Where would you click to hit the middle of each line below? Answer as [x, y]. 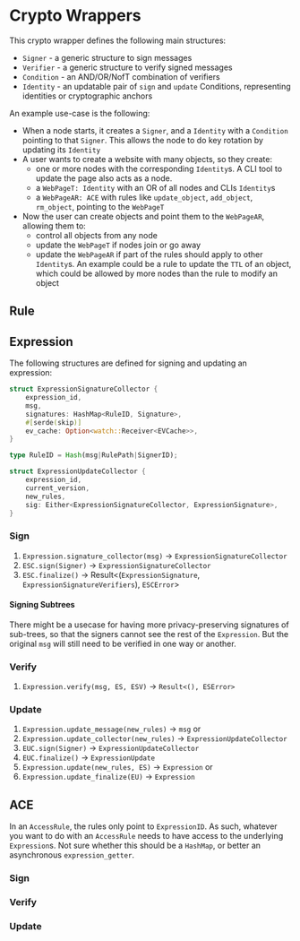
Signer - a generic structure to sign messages [107, 57]
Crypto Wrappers [75, 16]
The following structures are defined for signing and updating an [129, 363]
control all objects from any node [97, 235]
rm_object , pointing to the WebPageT [100, 206]
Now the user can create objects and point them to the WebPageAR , [143, 216]
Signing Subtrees [42, 605]
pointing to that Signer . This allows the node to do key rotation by [143, 140]
